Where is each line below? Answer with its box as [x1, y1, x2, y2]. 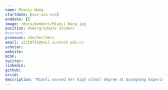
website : [5, 49, 23, 54]
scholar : [5, 44, 23, 49]
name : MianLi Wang [5, 7, 43, 12]
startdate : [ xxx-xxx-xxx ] [5, 12, 59, 17]
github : [5, 68, 21, 73]
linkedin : [5, 63, 26, 68]
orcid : [5, 72, 19, 77]
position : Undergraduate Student [5, 26, 75, 31]
